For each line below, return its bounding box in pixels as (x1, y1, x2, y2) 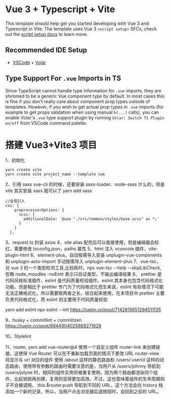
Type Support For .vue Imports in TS (5, 74, 121, 83)
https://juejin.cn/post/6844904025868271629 (5, 322, 102, 328)
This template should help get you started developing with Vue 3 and (5, 20, 149, 26)
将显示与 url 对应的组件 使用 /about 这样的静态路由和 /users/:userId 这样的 (5, 356, 160, 362)
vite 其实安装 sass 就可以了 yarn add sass (5, 187, 92, 193)
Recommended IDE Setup (5, 46, 88, 54)
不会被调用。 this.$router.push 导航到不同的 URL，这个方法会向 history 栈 (9, 382, 163, 388)
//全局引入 (5, 198, 25, 204)
